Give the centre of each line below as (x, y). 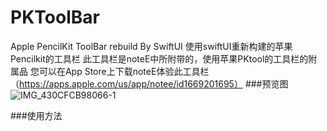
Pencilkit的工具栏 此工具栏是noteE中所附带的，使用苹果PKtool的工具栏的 (159, 58)
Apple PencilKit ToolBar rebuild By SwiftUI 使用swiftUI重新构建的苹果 (151, 46)
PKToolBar (55, 17)
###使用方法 (36, 115)
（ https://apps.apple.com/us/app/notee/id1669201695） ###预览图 (149, 83)
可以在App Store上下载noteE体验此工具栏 (124, 71)
